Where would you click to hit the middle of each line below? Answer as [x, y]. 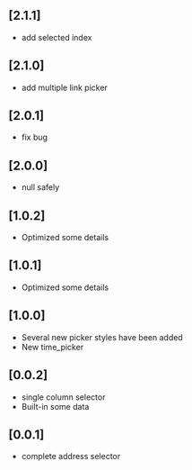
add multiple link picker [65, 87]
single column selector [63, 397]
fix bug [35, 137]
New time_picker [52, 347]
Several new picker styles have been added [102, 337]
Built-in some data [55, 406]
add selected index [57, 37]
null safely [40, 187]
